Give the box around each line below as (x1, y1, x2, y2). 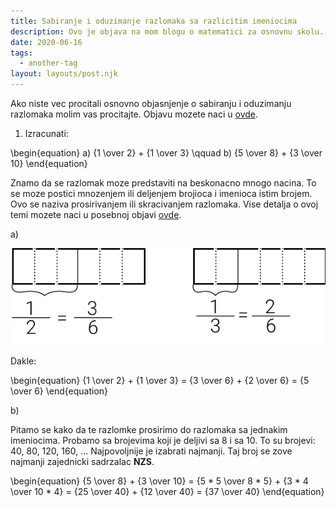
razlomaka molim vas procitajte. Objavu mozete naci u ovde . (10, 108, 259, 120)
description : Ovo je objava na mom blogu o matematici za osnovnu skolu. (10, 26, 325, 37)
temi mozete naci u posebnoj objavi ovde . (10, 209, 182, 220)
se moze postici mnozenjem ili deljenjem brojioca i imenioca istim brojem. (10, 188, 313, 199)
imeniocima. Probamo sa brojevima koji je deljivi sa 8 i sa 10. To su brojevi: (10, 435, 316, 446)
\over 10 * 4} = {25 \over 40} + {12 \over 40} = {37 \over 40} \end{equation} (10, 486, 325, 497)
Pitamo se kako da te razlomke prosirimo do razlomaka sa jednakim (10, 424, 288, 435)
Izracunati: (24, 128, 69, 139)
